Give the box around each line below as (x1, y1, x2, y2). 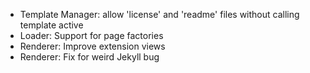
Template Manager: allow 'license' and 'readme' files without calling (19, 9, 300, 20)
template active (19, 19, 84, 31)
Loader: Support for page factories (19, 30, 164, 41)
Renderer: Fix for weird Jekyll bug (19, 51, 160, 63)
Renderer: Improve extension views (19, 40, 166, 52)
